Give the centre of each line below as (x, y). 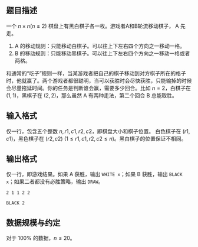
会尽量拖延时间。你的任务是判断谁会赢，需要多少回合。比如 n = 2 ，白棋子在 (99, 88)
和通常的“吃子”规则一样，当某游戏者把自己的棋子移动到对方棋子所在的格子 (96, 73)
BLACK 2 (16, 203)
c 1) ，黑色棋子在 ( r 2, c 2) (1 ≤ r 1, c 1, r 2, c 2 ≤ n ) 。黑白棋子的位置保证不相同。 (96, 138)
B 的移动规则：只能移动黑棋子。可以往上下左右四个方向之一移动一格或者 (102, 53)
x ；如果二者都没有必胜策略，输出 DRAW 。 (55, 181)
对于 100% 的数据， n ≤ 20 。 (41, 238)
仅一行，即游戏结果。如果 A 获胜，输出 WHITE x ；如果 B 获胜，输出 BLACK (94, 174)
